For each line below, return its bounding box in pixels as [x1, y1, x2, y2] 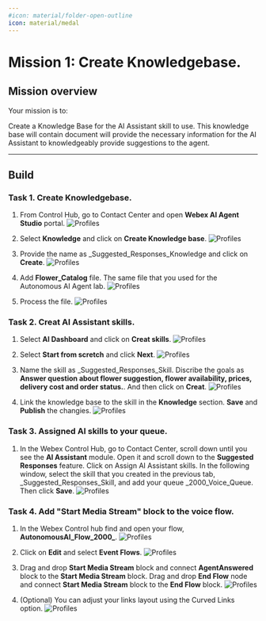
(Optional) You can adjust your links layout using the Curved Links [19, 596, 235, 605]
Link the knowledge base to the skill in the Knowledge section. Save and [19, 397, 258, 407]
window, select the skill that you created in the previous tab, [19, 469, 215, 478]
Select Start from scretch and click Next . [19, 350, 156, 359]
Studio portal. [19, 219, 66, 228]
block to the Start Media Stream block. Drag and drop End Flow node [19, 572, 248, 581]
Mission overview [8, 85, 97, 98]
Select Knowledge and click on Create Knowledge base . [19, 234, 207, 243]
